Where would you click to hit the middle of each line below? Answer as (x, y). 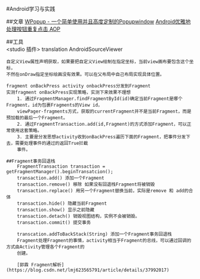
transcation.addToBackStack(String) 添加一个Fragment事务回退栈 (94, 234)
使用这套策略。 (26, 131)
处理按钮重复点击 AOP (33, 29)
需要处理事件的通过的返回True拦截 (51, 143)
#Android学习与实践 (31, 9)
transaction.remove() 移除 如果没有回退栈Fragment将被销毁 (86, 184)
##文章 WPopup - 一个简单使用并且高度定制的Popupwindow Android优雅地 (99, 22)
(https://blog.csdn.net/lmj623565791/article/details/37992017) (88, 270)
